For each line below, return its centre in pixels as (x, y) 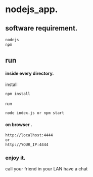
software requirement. (41, 28)
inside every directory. (30, 73)
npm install (18, 94)
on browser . (19, 124)
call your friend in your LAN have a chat (46, 169)
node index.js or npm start (35, 113)
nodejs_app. (32, 9)
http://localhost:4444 (29, 135)
